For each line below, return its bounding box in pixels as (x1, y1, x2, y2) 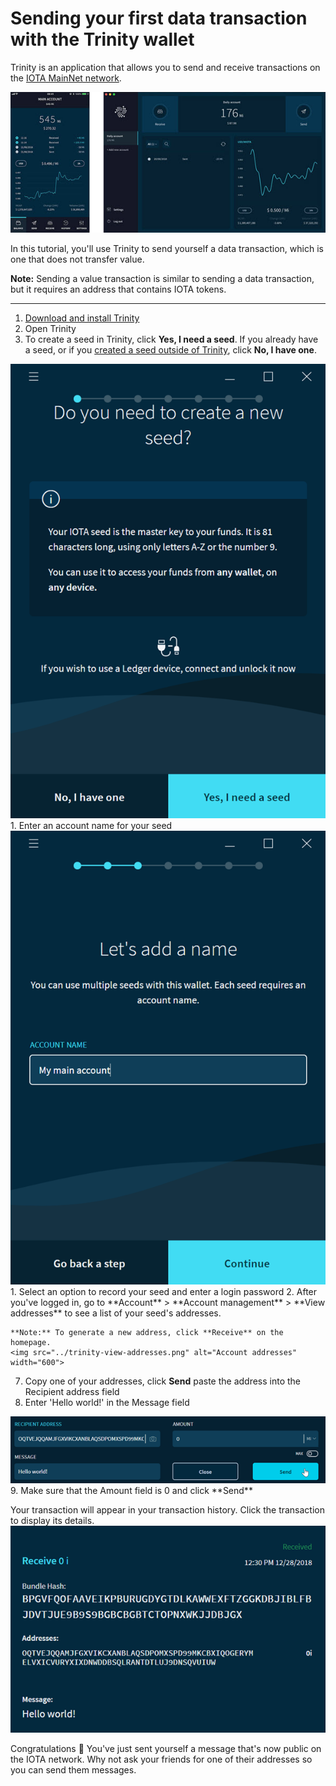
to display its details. (10, 1514, 95, 1526)
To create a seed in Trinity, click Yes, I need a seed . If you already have (24, 333, 319, 346)
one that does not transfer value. (10, 253, 145, 266)
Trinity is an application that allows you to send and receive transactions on (10, 61, 321, 73)
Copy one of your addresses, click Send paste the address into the (24, 1375, 302, 1387)
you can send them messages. (10, 1763, 137, 1776)
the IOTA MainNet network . (10, 72, 122, 84)
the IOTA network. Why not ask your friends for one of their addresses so (10, 1753, 313, 1765)
